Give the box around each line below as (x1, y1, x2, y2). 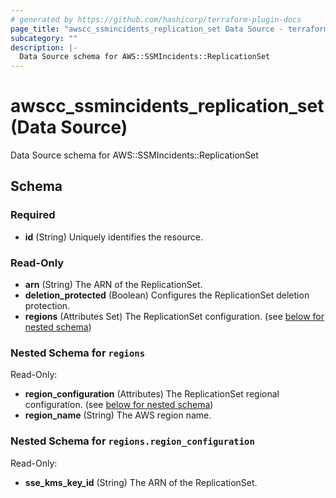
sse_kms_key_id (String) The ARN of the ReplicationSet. (24, 476, 258, 488)
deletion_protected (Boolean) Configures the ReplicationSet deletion (24, 289, 310, 301)
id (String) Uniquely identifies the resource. (24, 231, 203, 243)
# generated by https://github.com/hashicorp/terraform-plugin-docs (10, 14, 302, 25)
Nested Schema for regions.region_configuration (10, 434, 255, 448)
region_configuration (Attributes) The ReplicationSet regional (24, 388, 280, 400)
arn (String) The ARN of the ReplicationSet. (24, 279, 203, 291)
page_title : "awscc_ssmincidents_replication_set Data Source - (10, 24, 284, 34)
